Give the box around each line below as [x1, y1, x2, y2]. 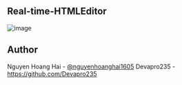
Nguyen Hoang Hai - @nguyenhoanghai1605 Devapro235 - [7, 62, 176, 70]
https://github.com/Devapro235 [7, 69, 98, 78]
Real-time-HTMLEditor [7, 6, 107, 17]
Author [7, 44, 38, 56]
